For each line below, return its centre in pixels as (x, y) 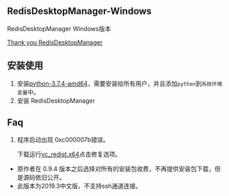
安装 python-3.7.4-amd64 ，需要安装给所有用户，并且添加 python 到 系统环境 (119, 83)
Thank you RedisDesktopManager (55, 42)
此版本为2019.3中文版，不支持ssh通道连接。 (79, 186)
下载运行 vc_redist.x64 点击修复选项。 (69, 154)
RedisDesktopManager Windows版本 (59, 28)
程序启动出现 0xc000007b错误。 (63, 140)
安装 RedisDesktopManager (56, 100)
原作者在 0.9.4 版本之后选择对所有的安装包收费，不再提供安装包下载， (116, 169)
